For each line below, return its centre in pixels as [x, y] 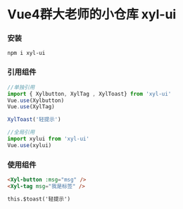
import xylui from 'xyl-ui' [49, 139]
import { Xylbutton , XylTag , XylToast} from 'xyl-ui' [89, 94]
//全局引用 [21, 132]
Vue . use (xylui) [30, 145]
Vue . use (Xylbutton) [36, 100]
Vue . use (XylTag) [31, 107]
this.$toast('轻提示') [39, 199]
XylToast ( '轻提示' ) [34, 120]
